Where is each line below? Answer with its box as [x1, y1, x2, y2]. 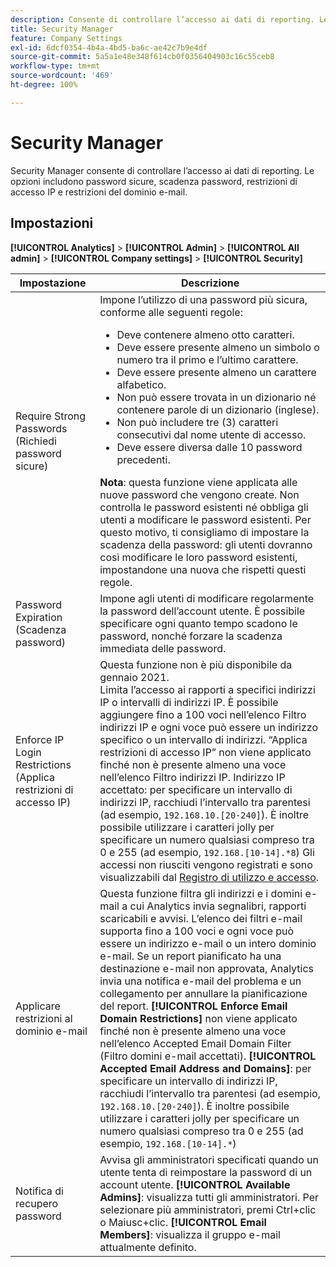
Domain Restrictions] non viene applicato [99, 1011, 298, 1025]
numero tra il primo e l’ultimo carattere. [116, 352, 299, 366]
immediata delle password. [99, 641, 227, 655]
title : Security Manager [10, 24, 114, 34]
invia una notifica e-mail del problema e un [99, 974, 302, 988]
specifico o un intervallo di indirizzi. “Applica [99, 732, 308, 746]
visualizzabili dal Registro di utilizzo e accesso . [99, 870, 320, 884]
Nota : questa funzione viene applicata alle [99, 475, 298, 489]
